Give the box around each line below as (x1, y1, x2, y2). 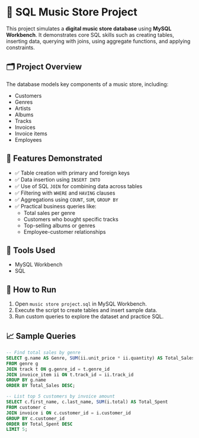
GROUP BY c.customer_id (6, 415, 65, 421)
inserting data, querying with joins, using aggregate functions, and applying (6, 37, 191, 45)
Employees (14, 136, 42, 143)
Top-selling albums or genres (23, 222, 96, 229)
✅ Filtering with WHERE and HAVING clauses (14, 189, 115, 196)
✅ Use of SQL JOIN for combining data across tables (14, 182, 143, 189)
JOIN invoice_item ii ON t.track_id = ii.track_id (6, 372, 134, 377)
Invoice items (14, 130, 47, 137)
